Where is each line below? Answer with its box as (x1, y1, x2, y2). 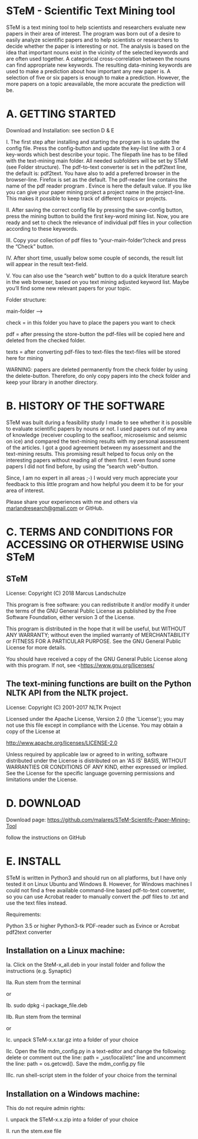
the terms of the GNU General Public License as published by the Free (6, 607, 177, 614)
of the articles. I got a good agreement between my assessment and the (6, 444, 181, 451)
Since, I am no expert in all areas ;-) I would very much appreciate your (6, 474, 179, 481)
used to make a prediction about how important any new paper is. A (6, 67, 171, 75)
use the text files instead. (6, 899, 68, 906)
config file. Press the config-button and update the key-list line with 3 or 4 (6, 144, 186, 151)
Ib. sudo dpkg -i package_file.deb (6, 1002, 88, 1009)
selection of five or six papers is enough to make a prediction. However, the (6, 74, 190, 81)
